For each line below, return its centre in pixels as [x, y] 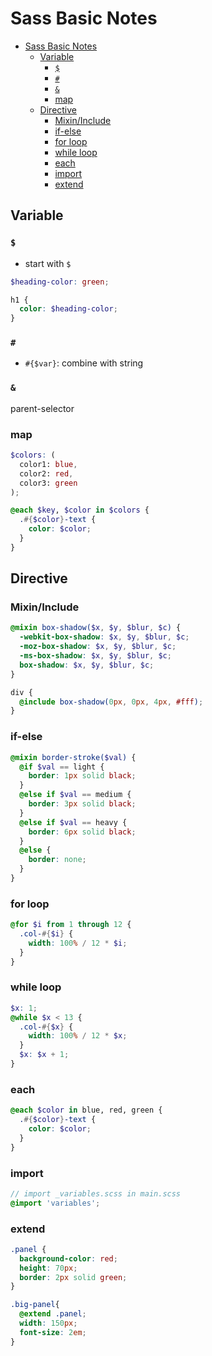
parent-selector [42, 408]
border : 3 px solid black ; [82, 804]
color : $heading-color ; [68, 309]
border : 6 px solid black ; [82, 832]
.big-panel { [35, 1305]
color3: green [48, 483]
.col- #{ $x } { [46, 1027]
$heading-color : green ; [60, 282]
